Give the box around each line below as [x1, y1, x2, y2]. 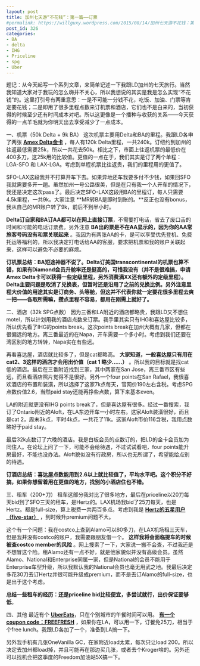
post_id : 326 [6, 25, 39, 32]
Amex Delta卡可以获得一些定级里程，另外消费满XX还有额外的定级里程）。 [6, 274, 187, 281]
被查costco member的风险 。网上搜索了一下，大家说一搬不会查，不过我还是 [6, 541, 193, 549]
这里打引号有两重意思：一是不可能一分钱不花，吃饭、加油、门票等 [24, 96, 186, 103]
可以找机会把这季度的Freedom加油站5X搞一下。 [6, 653, 124, 661]
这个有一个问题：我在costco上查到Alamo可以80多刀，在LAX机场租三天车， [6, 526, 190, 534]
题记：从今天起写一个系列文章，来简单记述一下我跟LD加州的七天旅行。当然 [6, 81, 190, 88]
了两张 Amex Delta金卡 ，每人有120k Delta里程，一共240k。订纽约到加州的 [6, 138, 192, 146]
